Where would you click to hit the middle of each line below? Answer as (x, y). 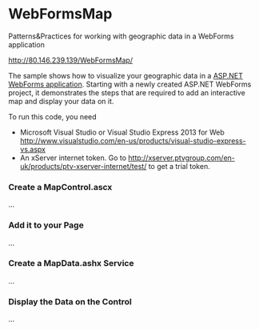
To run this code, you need (53, 116)
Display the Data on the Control (70, 301)
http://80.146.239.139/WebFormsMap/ (71, 60)
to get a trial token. (179, 166)
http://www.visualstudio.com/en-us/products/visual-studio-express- (133, 140)
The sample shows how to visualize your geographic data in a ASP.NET (126, 75)
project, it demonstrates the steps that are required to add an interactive (127, 92)
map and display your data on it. (61, 101)
